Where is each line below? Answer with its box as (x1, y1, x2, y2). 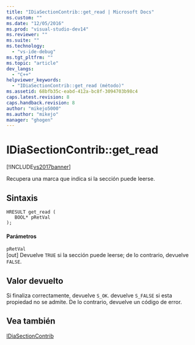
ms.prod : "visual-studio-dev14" (6, 26, 89, 32)
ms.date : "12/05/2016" (6, 20, 64, 26)
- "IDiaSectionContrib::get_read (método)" (12, 83, 124, 89)
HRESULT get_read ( (6, 209, 56, 215)
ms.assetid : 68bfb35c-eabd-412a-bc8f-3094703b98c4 (6, 89, 138, 95)
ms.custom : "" (6, 15, 43, 21)
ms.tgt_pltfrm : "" (6, 54, 53, 60)
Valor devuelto (6, 275, 64, 286)
